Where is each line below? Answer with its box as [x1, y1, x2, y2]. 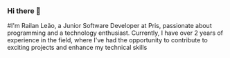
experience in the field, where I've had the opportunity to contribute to [7, 36, 208, 44]
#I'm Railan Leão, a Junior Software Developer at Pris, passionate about [7, 22, 213, 30]
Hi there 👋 [7, 6, 42, 16]
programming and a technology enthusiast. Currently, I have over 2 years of [7, 29, 224, 37]
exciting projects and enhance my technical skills [7, 44, 148, 52]
